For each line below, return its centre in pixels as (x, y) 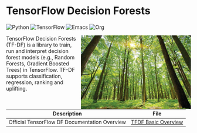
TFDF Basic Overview (157, 122)
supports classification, (34, 76)
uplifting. (17, 88)
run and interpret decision (38, 51)
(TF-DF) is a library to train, (39, 45)
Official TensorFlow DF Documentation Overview (67, 122)
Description (67, 114)
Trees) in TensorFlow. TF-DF (40, 69)
